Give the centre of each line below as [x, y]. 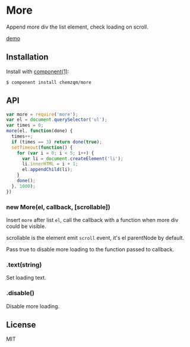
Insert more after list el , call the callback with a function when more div [92, 220]
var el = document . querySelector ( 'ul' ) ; [57, 120]
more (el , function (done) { [39, 131]
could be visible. [26, 226]
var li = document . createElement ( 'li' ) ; [72, 158]
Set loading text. [26, 278]
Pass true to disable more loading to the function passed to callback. [90, 249]
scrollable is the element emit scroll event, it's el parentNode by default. [95, 237]
